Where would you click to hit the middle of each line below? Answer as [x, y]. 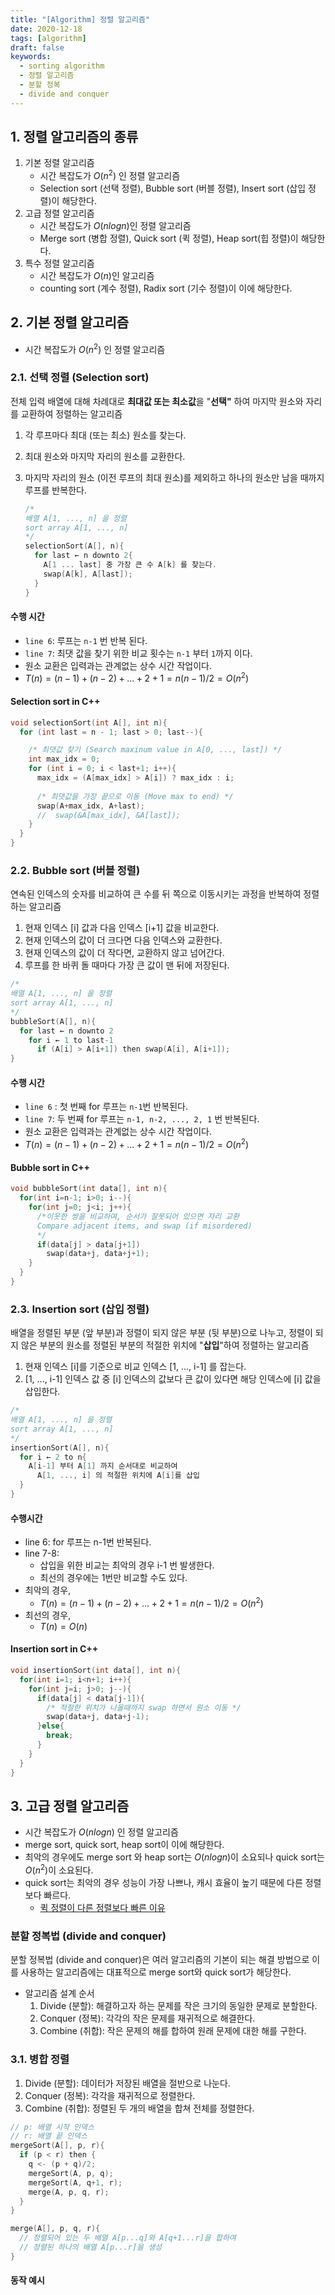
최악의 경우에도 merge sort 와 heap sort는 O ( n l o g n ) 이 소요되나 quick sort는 [174, 1857]
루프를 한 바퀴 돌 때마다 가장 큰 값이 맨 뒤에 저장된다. [127, 965]
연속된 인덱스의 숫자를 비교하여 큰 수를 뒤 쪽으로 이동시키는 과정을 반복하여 [156, 894]
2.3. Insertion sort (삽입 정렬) [80, 1309]
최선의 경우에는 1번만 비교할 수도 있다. [113, 1578]
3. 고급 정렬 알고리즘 [69, 1806]
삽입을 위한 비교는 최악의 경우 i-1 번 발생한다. [127, 1565]
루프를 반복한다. [55, 490]
